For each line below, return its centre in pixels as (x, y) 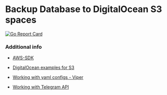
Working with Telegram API (41, 87)
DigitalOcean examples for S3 (43, 68)
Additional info (24, 47)
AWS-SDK (23, 58)
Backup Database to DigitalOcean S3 (84, 9)
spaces (21, 20)
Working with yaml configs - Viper (48, 77)
